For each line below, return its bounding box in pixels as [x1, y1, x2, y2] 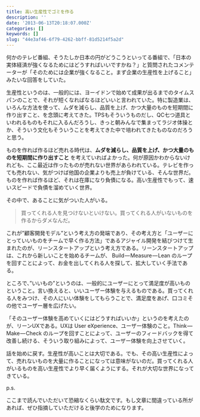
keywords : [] [6, 31, 39, 37]
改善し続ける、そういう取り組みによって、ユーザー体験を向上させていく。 [6, 337, 189, 344]
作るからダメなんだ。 [20, 217, 73, 224]
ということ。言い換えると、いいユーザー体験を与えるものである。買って [6, 287, 183, 294]
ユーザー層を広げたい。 [21, 302, 79, 309]
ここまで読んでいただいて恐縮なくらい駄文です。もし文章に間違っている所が [6, 397, 193, 404]
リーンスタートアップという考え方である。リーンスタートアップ [37, 245, 194, 251]
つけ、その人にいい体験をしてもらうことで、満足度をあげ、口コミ [26, 294, 188, 302]
